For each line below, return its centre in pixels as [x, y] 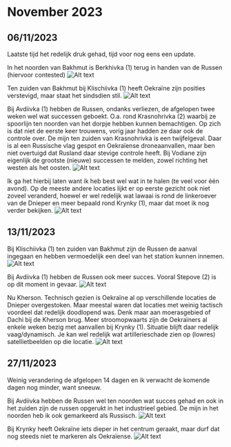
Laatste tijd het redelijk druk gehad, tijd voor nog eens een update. [101, 54]
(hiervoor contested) [36, 75]
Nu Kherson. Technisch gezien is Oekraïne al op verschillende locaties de [112, 297]
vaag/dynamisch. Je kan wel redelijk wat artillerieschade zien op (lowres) [111, 334]
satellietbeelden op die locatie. [51, 341]
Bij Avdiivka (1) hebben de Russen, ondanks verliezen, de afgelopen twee [111, 109]
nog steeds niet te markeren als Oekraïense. [70, 436]
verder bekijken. [30, 210]
